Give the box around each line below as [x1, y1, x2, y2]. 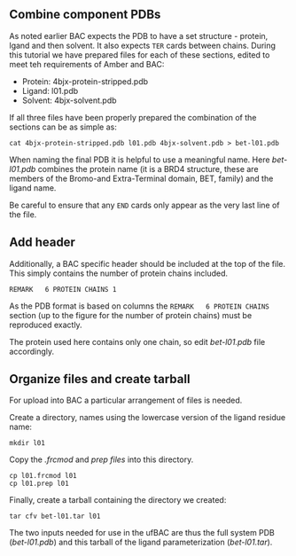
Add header [9, 235, 75, 250]
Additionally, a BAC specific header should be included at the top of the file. [9, 258, 286, 269]
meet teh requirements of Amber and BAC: [9, 59, 165, 69]
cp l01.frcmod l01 [9, 472, 77, 481]
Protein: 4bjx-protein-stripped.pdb [21, 75, 149, 87]
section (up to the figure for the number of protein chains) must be [9, 309, 253, 320]
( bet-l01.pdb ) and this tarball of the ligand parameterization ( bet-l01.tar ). [9, 536, 273, 548]
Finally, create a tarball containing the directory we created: [9, 495, 227, 505]
